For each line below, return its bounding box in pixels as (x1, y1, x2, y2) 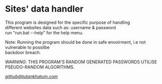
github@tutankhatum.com (5, 73, 58, 79)
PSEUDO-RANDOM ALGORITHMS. (5, 64, 75, 70)
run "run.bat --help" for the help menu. (5, 30, 84, 35)
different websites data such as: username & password (5, 24, 116, 30)
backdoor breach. (5, 50, 41, 55)
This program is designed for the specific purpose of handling (5, 19, 131, 25)
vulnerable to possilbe (5, 44, 50, 50)
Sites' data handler (5, 3, 84, 15)
